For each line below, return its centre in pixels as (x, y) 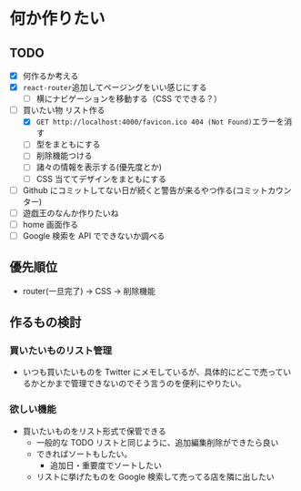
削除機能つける (64, 156)
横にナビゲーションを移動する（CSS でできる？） (129, 99)
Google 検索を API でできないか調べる (94, 235)
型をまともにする (68, 144)
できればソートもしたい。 (84, 454)
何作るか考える (50, 76)
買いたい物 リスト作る (64, 110)
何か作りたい (58, 19)
